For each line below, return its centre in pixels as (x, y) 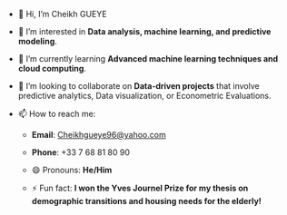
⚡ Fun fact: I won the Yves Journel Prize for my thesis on (140, 188)
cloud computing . (52, 68)
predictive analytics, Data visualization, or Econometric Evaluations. (144, 96)
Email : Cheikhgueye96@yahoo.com (99, 135)
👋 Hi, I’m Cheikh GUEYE (62, 14)
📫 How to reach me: (57, 114)
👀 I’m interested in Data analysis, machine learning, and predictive (144, 31)
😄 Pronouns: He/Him (72, 170)
